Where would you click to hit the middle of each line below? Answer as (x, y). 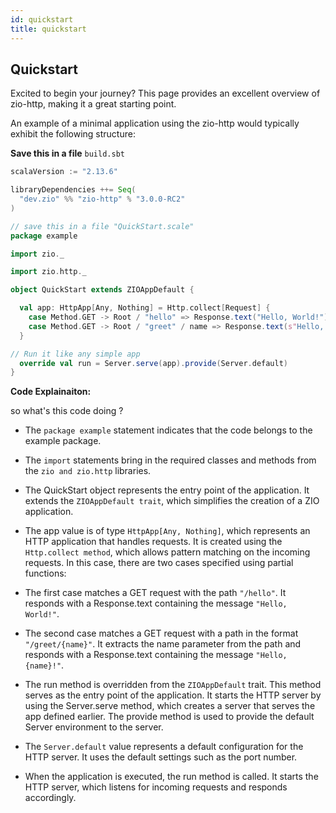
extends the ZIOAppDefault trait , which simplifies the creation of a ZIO (172, 501)
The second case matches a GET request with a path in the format (161, 633)
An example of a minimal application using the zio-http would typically (155, 123)
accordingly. (50, 798)
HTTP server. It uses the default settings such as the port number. (161, 757)
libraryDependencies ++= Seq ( (73, 190)
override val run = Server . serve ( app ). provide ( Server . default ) (154, 363)
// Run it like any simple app (75, 354)
